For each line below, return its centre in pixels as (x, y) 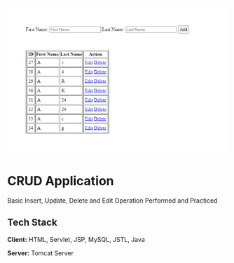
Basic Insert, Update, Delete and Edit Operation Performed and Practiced (112, 200)
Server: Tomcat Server (41, 253)
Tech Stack (32, 223)
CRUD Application (61, 181)
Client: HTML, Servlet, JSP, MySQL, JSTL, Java (76, 239)
